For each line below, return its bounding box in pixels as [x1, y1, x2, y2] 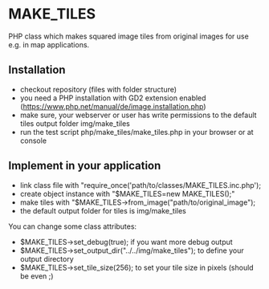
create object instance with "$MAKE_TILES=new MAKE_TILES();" [19, 189, 235, 198]
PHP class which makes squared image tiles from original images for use [8, 31, 249, 41]
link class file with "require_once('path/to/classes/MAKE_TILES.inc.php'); [19, 180, 262, 189]
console [19, 136, 47, 145]
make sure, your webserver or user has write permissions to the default [19, 110, 257, 120]
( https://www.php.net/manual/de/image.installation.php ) [19, 101, 206, 111]
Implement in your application [8, 159, 161, 173]
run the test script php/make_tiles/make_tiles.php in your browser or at [19, 127, 255, 136]
